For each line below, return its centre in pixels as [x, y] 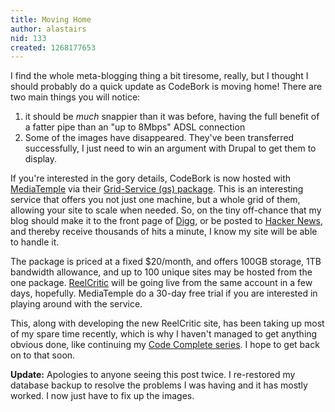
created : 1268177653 [53, 47]
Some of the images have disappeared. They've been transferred [159, 138]
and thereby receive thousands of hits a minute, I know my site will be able [164, 232]
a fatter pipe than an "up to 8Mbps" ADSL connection [135, 127]
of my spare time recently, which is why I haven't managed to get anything [164, 334]
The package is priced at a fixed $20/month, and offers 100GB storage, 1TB [166, 262]
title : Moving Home [51, 19]
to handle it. [35, 242]
